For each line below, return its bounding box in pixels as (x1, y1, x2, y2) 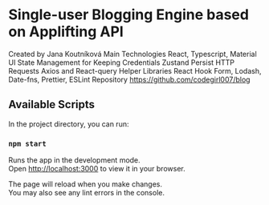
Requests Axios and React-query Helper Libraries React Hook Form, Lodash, (8, 66, 262, 75)
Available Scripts (8, 98, 95, 111)
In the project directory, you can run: (8, 119, 129, 129)
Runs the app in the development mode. (8, 155, 141, 165)
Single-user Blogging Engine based (8, 6, 249, 24)
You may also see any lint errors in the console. (8, 188, 165, 198)
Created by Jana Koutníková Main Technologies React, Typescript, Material (8, 49, 257, 58)
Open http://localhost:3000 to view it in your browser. (8, 164, 186, 174)
